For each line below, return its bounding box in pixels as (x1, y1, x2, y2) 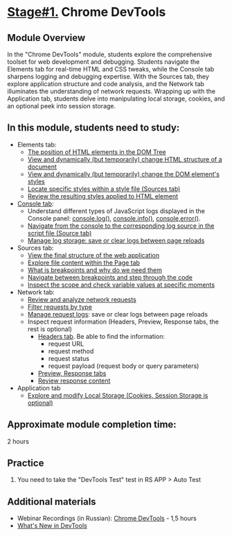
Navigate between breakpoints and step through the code (27, 273, 193, 281)
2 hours (7, 437, 30, 445)
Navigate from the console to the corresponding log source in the (27, 221, 215, 230)
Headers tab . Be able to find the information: (37, 332, 165, 340)
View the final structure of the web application (27, 251, 160, 259)
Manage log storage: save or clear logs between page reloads (27, 236, 205, 244)
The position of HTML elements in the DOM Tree (27, 147, 166, 156)
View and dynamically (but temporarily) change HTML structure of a (27, 155, 223, 163)
